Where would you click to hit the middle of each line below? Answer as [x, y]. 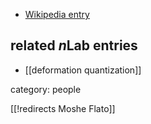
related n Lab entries [74, 45]
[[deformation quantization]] [83, 70]
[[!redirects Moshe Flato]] [63, 108]
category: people [46, 89]
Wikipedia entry [57, 14]
